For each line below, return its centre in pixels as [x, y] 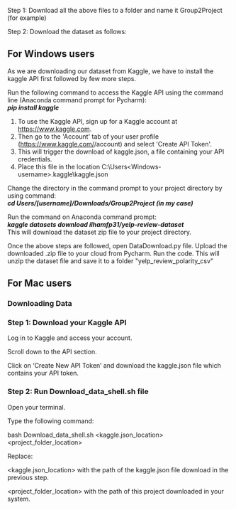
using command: [32, 196]
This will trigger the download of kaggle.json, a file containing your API [121, 152]
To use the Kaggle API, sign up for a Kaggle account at [97, 121]
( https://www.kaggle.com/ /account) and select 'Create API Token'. [115, 144]
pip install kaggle [33, 107]
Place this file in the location [59, 166]
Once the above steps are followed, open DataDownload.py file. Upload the [117, 245]
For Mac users [40, 283]
